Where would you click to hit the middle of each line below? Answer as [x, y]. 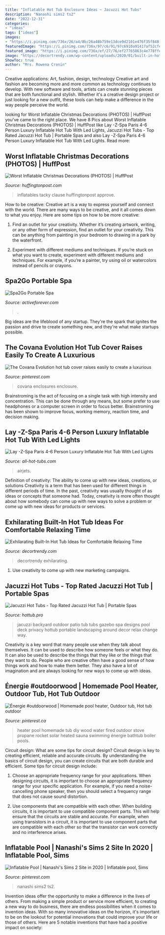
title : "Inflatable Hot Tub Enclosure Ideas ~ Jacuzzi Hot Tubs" [73, 10]
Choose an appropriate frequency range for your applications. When [82, 775]
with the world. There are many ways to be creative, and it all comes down [80, 210]
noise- [146, 786]
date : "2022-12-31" [25, 19]
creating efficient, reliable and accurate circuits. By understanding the [76, 755]
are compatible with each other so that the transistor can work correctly [85, 827]
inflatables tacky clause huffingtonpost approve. [66, 195]
